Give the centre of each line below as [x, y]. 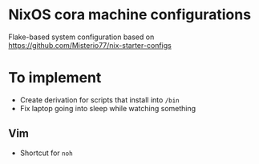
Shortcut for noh [47, 153]
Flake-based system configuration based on [81, 37]
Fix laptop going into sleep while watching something [108, 108]
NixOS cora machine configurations [129, 15]
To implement [55, 78]
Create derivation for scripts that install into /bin [100, 100]
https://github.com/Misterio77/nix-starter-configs [90, 45]
